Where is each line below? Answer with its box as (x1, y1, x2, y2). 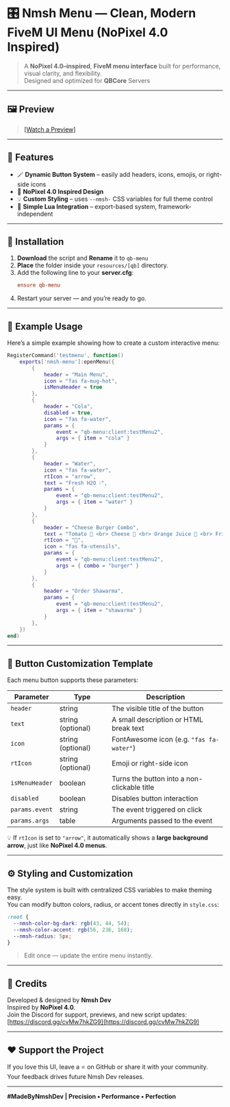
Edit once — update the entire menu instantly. (23, 951, 153, 960)
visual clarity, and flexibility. (23, 69, 103, 77)
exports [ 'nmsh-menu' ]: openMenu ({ (19, 358, 115, 365)
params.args (10, 817, 50, 825)
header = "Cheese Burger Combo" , (43, 524, 139, 531)
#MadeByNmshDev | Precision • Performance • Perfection (7, 1093, 177, 1101)
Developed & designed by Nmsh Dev (7, 996, 112, 1004)
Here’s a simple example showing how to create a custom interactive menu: (7, 339, 220, 347)
